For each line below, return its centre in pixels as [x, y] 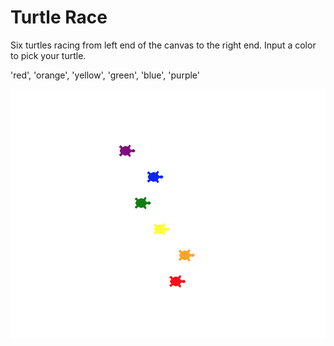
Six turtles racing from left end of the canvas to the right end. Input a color [163, 45]
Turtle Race [59, 17]
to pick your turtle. [48, 55]
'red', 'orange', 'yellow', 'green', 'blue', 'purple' [105, 75]
